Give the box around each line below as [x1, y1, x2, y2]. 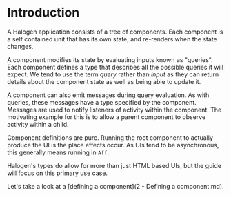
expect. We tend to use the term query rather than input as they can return [7, 70, 219, 79]
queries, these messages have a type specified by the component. [7, 98, 197, 106]
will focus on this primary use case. [7, 169, 108, 177]
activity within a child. [7, 120, 69, 128]
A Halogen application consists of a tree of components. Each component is [7, 28, 223, 36]
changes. [7, 42, 34, 50]
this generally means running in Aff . [7, 148, 109, 156]
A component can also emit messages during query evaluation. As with [7, 91, 210, 99]
